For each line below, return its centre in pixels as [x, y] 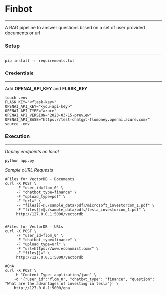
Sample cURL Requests [29, 170]
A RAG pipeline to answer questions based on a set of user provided [75, 27]
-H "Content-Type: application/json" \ [55, 275]
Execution [18, 136]
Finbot [19, 9]
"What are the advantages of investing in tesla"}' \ [62, 283]
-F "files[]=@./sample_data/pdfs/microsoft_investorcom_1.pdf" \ [85, 205]
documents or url [23, 33]
